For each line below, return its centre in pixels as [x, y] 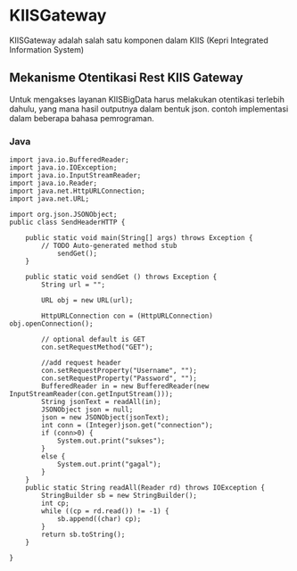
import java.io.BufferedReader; [69, 160]
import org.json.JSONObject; [63, 215]
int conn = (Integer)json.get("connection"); [128, 426]
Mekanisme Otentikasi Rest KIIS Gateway [126, 78]
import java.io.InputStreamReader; [75, 176]
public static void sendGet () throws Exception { [121, 277]
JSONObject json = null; [87, 410]
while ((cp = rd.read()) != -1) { [105, 511]
